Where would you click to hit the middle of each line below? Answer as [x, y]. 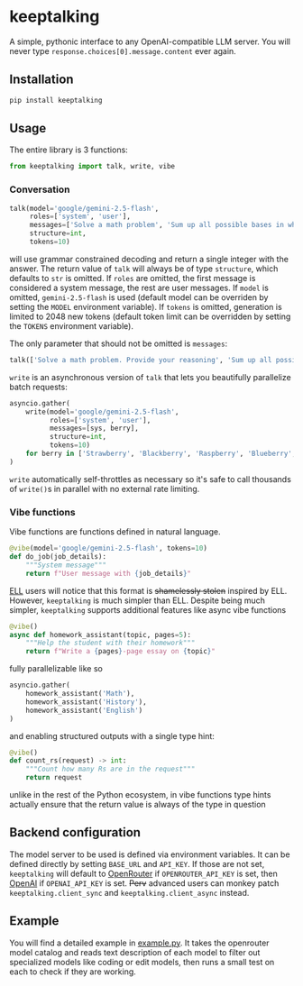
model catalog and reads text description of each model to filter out [135, 952]
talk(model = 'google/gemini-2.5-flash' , [84, 208]
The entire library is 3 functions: [69, 150]
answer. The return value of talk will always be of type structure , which [144, 269]
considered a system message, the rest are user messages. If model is [139, 288]
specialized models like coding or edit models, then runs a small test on [142, 962]
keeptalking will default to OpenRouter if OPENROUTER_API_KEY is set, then [143, 873]
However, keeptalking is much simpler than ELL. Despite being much [138, 600]
